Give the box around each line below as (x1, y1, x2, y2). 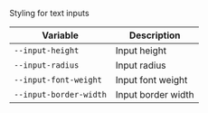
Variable (42, 29, 80, 42)
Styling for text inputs (9, 8, 90, 18)
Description (128, 29, 181, 42)
